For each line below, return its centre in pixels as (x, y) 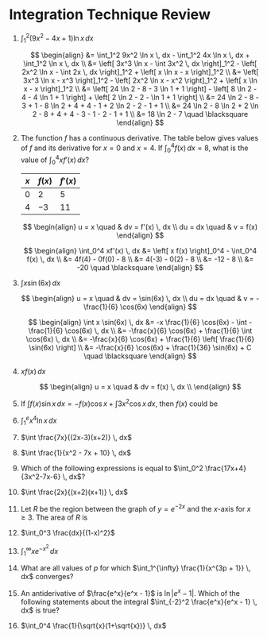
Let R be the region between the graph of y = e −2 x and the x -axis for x (135, 508)
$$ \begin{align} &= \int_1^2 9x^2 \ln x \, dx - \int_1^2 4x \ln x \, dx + (140, 55)
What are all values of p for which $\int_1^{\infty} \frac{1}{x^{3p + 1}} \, (135, 568)
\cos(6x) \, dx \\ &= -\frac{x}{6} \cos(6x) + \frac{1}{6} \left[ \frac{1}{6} (140, 339)
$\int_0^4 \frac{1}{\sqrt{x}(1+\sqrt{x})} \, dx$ (93, 626)
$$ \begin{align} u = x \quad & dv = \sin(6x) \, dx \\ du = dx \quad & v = (138, 299)
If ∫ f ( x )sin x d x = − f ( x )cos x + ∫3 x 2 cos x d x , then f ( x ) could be (119, 403)
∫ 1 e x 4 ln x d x (39, 420)
